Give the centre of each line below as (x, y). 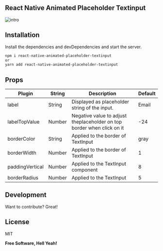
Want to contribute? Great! (32, 207)
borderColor (21, 139)
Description (103, 93)
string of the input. (92, 108)
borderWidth (22, 153)
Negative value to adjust (99, 116)
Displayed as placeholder (100, 102)
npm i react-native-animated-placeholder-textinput (58, 55)
